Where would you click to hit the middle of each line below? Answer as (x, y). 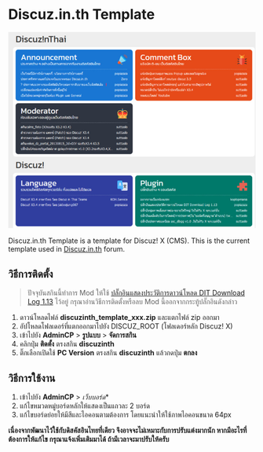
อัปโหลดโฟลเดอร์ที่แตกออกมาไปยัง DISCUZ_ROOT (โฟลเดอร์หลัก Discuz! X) (126, 326)
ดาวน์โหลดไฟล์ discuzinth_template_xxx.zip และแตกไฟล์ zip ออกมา (119, 318)
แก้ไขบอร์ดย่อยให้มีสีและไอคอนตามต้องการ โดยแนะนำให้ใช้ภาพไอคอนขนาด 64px (125, 415)
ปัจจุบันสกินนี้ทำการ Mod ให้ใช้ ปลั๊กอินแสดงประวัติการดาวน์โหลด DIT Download (136, 293)
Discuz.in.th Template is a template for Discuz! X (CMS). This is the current (129, 241)
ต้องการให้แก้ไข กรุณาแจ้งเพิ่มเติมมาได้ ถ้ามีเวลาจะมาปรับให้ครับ (89, 439)
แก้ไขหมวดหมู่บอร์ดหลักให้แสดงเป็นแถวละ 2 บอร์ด (85, 406)
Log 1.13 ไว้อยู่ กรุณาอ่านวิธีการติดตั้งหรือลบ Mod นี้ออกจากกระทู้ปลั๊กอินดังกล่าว (132, 302)
